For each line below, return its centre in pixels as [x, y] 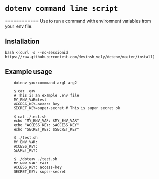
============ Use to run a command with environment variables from [78, 21]
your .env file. [19, 26]
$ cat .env [25, 91]
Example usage [29, 72]
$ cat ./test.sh [30, 117]
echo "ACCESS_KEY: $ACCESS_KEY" [46, 125]
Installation [22, 41]
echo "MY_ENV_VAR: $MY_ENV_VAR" [46, 121]
